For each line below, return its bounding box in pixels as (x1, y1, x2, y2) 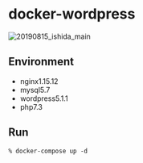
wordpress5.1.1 (19, 94, 68, 103)
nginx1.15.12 (19, 76, 59, 86)
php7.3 (19, 102, 43, 111)
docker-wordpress (8, 5, 136, 23)
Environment (8, 55, 75, 69)
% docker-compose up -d (8, 147, 88, 155)
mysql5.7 (19, 85, 51, 94)
